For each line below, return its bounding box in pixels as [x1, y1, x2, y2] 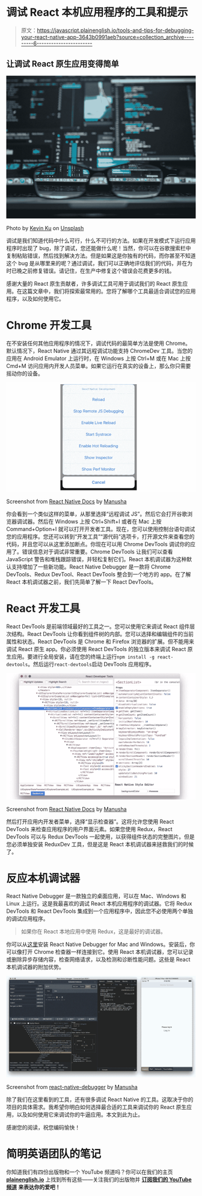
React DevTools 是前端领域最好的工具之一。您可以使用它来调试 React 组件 [6, 623, 190, 630]
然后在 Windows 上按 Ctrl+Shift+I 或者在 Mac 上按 [37, 518, 162, 525]
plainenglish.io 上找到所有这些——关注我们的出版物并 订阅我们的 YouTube [6, 1175, 192, 1183]
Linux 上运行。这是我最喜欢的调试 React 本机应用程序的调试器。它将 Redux [6, 900, 192, 907]
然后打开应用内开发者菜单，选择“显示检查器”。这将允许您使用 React [6, 818, 174, 825]
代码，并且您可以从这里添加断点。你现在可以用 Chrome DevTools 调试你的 [6, 540, 191, 547]
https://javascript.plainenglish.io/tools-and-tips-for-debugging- [37, 27, 194, 34]
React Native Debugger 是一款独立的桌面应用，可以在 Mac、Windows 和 [6, 892, 186, 900]
